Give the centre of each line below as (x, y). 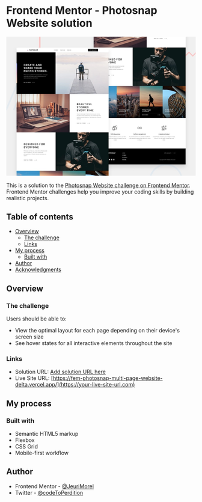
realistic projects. (28, 198)
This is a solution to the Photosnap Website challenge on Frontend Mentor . (98, 185)
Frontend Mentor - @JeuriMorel (54, 486)
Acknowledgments (38, 270)
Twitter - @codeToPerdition (49, 492)
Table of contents (40, 217)
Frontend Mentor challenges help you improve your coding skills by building (100, 191)
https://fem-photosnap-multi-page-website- (108, 378)
